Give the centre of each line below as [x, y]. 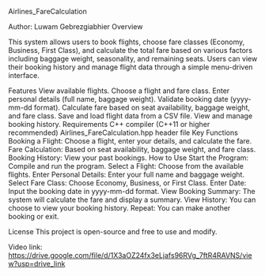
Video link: [25, 247]
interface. [24, 75]
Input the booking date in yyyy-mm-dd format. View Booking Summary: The [132, 191]
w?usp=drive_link [37, 264]
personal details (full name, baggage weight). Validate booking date [118, 99]
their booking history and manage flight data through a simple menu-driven [131, 67]
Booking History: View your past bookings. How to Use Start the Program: [129, 158]
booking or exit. [34, 216]
